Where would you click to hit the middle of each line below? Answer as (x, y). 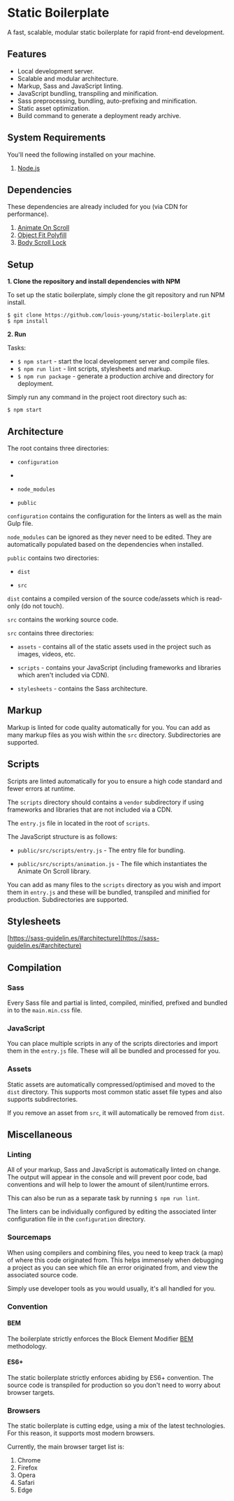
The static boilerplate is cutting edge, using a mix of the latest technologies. (116, 1426)
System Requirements (57, 138)
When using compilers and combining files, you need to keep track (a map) (115, 1252)
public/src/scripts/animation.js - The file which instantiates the (112, 863)
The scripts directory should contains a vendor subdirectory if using (105, 802)
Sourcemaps (29, 1237)
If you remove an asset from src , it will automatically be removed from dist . (116, 1112)
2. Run (17, 334)
